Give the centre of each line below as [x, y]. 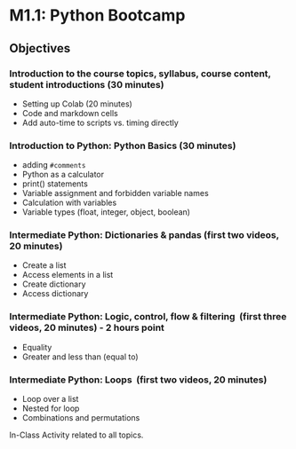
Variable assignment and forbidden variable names [115, 193]
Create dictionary [54, 284]
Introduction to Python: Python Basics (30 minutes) [123, 146]
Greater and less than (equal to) [80, 357]
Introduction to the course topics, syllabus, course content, [140, 74]
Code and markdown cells [70, 113]
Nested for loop [51, 408]
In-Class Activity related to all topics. [76, 435]
